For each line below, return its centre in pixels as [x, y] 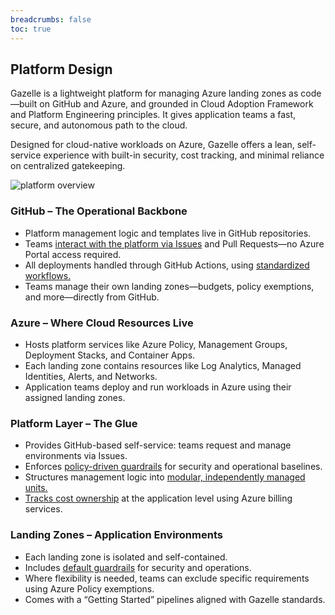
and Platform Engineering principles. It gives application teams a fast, [153, 115]
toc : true [31, 29]
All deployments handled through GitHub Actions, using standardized [167, 265]
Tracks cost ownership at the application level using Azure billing [158, 498]
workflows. [48, 275]
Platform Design [61, 69]
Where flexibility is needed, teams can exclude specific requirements [167, 578]
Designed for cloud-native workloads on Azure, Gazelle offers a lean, [152, 145]
